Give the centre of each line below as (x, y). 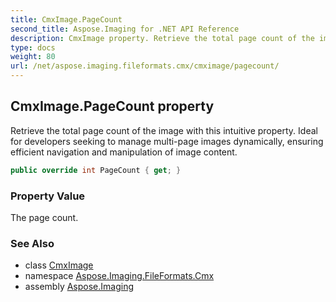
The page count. (44, 217)
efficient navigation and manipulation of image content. (124, 152)
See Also (32, 243)
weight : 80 (33, 57)
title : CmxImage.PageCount (66, 19)
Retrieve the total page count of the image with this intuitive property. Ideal (164, 130)
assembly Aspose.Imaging (79, 287)
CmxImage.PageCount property (112, 106)
